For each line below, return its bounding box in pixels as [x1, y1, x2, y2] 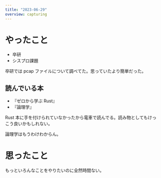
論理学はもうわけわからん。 [5, 131, 61, 137]
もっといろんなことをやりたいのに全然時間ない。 [5, 168, 104, 174]
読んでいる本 [5, 84, 44, 92]
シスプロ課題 [12, 58, 38, 64]
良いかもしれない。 [13, 121, 53, 127]
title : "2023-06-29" [5, 7, 48, 12]
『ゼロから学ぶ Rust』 [12, 98, 57, 104]
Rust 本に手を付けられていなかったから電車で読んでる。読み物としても [5, 115, 148, 120]
